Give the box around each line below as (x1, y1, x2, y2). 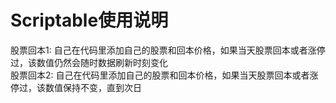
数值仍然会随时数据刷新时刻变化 (36, 56, 168, 68)
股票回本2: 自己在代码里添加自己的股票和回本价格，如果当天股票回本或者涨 (10, 69, 319, 81)
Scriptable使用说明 (10, 9, 169, 32)
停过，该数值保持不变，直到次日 (10, 81, 142, 93)
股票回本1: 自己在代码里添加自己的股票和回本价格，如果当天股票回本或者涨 (10, 44, 317, 56)
